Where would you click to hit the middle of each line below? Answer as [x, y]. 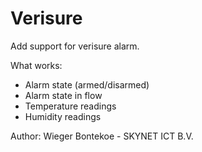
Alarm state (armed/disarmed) [87, 84]
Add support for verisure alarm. [75, 46]
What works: [36, 65]
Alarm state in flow [63, 95]
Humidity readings [63, 116]
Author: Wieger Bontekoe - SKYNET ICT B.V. [102, 136]
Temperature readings [70, 106]
